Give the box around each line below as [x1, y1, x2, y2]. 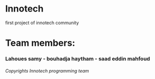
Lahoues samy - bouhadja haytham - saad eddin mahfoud [5, 55, 150, 62]
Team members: [5, 37, 75, 49]
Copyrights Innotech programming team [5, 67, 90, 73]
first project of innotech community [5, 20, 80, 26]
